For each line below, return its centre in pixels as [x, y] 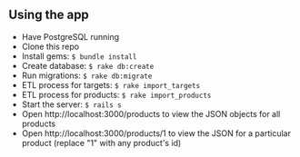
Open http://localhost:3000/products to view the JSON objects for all [151, 113]
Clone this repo [50, 46]
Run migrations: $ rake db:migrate [87, 75]
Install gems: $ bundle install [79, 56]
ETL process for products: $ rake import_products [116, 94]
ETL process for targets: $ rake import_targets [111, 84]
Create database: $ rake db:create [88, 65]
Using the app [49, 15]
